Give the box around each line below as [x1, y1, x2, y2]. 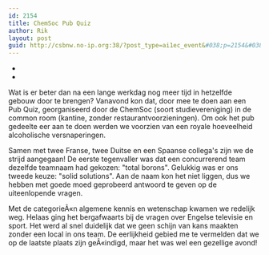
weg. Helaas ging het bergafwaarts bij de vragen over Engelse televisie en [8, 212, 254, 222]
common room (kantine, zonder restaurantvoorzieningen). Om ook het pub [8, 113, 255, 123]
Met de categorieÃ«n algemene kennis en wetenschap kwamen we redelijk [8, 204, 255, 213]
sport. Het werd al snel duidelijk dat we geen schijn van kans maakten [8, 221, 239, 231]
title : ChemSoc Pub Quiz [8, 19, 91, 27]
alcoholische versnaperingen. [8, 130, 106, 140]
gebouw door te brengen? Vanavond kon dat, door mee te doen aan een [8, 96, 247, 106]
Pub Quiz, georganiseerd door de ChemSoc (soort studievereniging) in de [8, 105, 252, 115]
